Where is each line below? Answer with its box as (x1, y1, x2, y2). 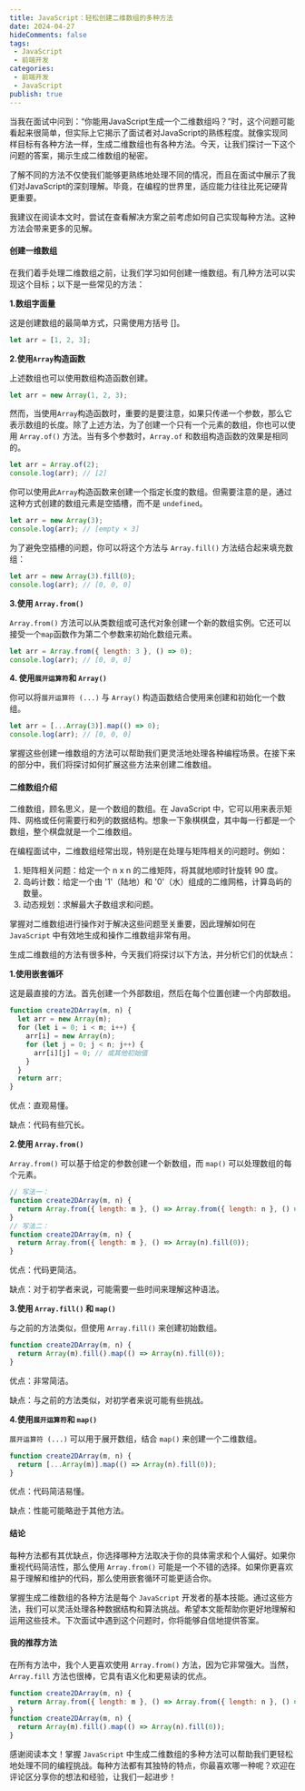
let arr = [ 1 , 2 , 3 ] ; (9, 335, 92, 344)
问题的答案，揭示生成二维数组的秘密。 (9, 149, 152, 160)
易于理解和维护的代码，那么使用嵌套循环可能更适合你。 (9, 1572, 216, 1583)
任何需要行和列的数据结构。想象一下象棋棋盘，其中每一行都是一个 (48, 815, 296, 826)
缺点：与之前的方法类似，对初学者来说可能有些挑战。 (9, 1394, 209, 1405)
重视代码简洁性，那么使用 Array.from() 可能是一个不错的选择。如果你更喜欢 (9, 1561, 293, 1572)
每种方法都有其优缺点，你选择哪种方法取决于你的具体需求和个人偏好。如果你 (9, 1550, 296, 1561)
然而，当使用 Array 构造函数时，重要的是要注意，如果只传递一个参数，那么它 (9, 408, 292, 419)
